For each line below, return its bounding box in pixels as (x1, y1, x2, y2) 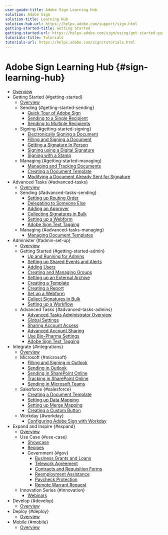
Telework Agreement (34, 460, 78, 466)
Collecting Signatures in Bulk (27, 210, 87, 216)
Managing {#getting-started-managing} (19, 157, 102, 163)
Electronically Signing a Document (27, 131, 98, 137)
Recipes (27, 444, 44, 450)
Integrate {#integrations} (12, 343, 63, 349)
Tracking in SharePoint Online (27, 375, 89, 381)
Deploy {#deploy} (12, 508, 49, 514)
